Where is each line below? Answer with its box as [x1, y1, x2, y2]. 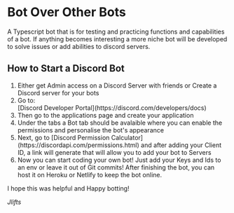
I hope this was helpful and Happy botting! [7, 184, 130, 193]
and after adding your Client [141, 141, 222, 149]
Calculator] [111, 133, 144, 142]
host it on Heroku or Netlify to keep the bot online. [17, 170, 163, 179]
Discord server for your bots [17, 88, 99, 97]
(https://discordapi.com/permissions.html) [17, 141, 140, 149]
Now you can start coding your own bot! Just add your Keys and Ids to [17, 156, 221, 164]
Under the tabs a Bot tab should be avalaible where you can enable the [17, 118, 223, 127]
